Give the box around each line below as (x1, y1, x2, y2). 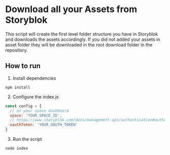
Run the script (12, 136, 42, 142)
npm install (5, 85, 30, 90)
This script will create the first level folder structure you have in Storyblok (5, 31, 158, 37)
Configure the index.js (12, 93, 59, 99)
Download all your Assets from (5, 4, 138, 15)
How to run (5, 62, 41, 70)
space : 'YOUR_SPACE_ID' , (10, 113, 62, 118)
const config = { (5, 104, 42, 109)
